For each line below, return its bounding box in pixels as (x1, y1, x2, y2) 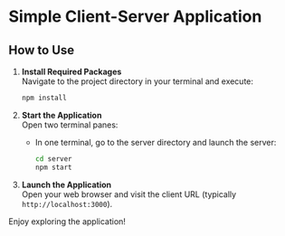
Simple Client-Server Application (8, 6, 262, 27)
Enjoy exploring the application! (8, 215, 126, 227)
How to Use (8, 42, 75, 58)
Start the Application (21, 109, 102, 120)
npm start (34, 163, 73, 172)
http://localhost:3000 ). (21, 198, 113, 209)
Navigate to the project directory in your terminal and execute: (21, 76, 254, 87)
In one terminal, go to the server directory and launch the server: (34, 137, 277, 147)
